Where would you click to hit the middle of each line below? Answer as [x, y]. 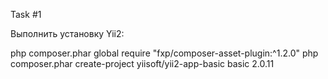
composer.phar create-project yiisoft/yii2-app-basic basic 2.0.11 [142, 63]
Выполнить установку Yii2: [67, 33]
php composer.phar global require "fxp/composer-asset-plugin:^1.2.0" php [164, 53]
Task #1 [26, 14]
